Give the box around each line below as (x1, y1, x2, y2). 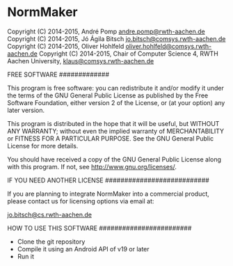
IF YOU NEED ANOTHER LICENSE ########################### (7, 175, 210, 185)
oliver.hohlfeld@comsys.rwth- (125, 42, 212, 50)
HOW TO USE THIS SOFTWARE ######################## (7, 224, 192, 232)
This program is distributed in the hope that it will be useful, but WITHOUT (7, 119, 220, 127)
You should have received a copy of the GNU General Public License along (7, 155, 221, 164)
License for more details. (7, 141, 79, 150)
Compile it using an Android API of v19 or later (17, 244, 150, 253)
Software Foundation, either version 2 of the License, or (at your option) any (7, 98, 225, 107)
